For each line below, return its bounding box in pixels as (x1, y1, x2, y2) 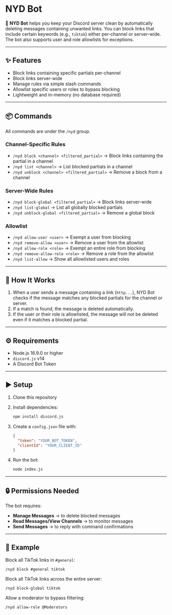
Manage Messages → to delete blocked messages (12, 512, 120, 518)
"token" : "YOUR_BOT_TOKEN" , (17, 438, 78, 443)
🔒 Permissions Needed (5, 486, 79, 495)
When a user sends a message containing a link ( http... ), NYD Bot (12, 290, 155, 296)
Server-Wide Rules (5, 187, 54, 194)
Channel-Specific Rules (5, 141, 66, 148)
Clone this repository (12, 394, 57, 400)
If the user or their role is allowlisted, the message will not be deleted (12, 311, 158, 317)
